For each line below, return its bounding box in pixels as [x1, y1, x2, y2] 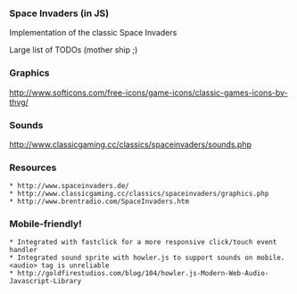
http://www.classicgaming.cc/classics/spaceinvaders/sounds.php [9, 139, 252, 150]
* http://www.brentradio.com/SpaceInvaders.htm [9, 197, 190, 207]
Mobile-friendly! [9, 217, 82, 230]
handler [9, 246, 38, 255]
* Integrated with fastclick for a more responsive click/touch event [9, 238, 277, 247]
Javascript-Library [9, 277, 82, 286]
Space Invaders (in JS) [9, 7, 110, 20]
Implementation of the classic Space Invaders [9, 28, 177, 38]
